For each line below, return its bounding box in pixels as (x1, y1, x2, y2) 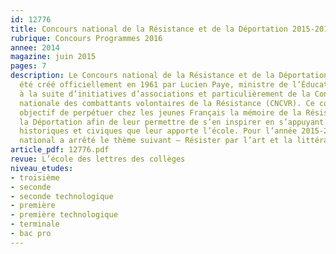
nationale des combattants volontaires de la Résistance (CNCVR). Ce (19, 98, 315, 108)
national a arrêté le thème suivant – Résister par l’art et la (19, 136, 293, 146)
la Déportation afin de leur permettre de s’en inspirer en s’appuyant (19, 117, 325, 127)
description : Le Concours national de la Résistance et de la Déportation (10, 71, 329, 81)
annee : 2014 (10, 42, 60, 53)
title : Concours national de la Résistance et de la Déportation (10, 24, 288, 34)
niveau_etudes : (10, 163, 74, 173)
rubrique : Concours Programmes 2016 (10, 33, 163, 43)
